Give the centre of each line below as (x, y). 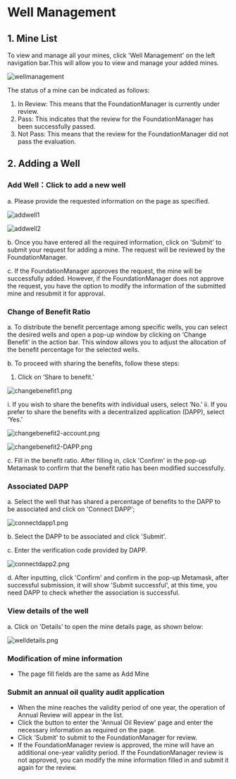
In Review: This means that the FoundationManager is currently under (118, 104)
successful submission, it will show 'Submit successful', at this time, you (112, 585)
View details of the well (48, 611)
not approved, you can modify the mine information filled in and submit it (123, 760)
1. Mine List (32, 39)
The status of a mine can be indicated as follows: (79, 90)
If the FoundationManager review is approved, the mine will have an (116, 745)
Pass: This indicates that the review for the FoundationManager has (115, 119)
